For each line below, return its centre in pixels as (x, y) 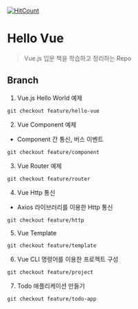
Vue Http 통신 (36, 192)
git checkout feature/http (46, 220)
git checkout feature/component (53, 152)
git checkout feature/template (52, 245)
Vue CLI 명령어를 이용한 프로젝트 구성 (68, 259)
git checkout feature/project (50, 272)
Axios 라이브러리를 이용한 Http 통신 (65, 207)
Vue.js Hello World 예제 (49, 98)
